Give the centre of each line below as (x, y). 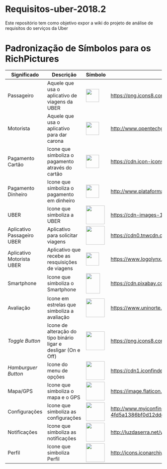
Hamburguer (23, 368)
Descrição (64, 75)
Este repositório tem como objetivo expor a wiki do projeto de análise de (79, 23)
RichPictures (32, 59)
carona (55, 141)
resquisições (62, 262)
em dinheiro (61, 200)
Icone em (58, 298)
